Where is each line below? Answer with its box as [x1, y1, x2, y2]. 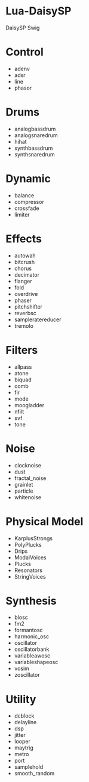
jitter [14, 731, 26, 739]
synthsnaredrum [14, 150, 55, 158]
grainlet [14, 481, 33, 488]
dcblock [14, 712, 35, 719]
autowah [14, 251, 36, 259]
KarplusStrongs [14, 534, 53, 542]
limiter [14, 211, 30, 218]
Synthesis [5, 594, 57, 608]
